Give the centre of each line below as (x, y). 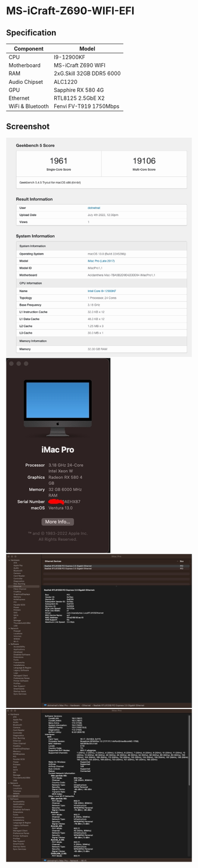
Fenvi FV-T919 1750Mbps (87, 106)
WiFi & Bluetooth (29, 106)
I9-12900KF (70, 57)
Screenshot (28, 127)
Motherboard (25, 65)
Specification (31, 33)
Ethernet (19, 98)
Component (29, 48)
